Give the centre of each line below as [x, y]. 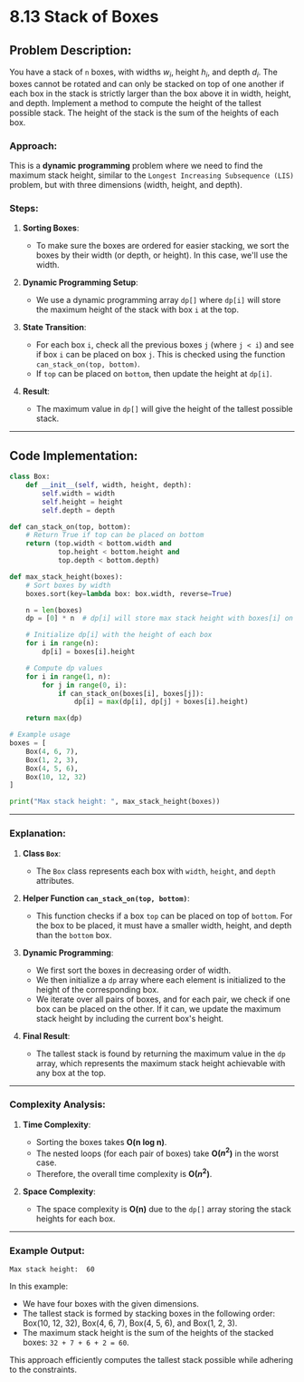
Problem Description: [71, 50]
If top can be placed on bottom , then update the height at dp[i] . [154, 374]
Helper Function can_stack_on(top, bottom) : [106, 898]
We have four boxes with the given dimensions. [110, 1304]
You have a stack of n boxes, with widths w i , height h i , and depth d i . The [143, 73]
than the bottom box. [74, 935]
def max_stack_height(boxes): [66, 577]
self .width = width [79, 493]
